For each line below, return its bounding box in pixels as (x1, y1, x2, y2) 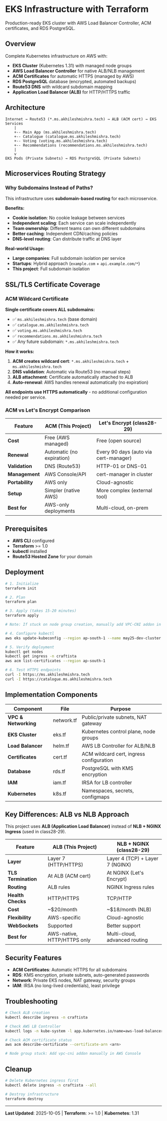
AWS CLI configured (12, 538, 55, 544)
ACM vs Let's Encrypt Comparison (5, 407, 90, 414)
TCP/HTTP (106, 895, 132, 902)
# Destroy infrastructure (5, 1092, 59, 1097)
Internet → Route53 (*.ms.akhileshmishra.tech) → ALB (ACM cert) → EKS (5, 116, 157, 121)
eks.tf (53, 731, 66, 738)
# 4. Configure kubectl (5, 631, 55, 636)
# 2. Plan (5, 595, 26, 600)
